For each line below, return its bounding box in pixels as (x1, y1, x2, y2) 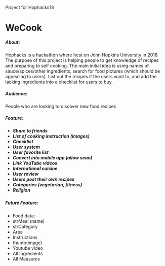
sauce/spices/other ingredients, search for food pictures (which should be (5, 68, 160, 74)
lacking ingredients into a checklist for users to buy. (5, 79, 113, 85)
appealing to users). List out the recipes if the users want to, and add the (5, 74, 157, 80)
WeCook (5, 22, 42, 34)
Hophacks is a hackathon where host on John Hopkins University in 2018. (5, 52, 159, 58)
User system (12, 144, 40, 150)
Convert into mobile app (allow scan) (12, 155, 93, 161)
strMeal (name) (12, 218, 45, 224)
